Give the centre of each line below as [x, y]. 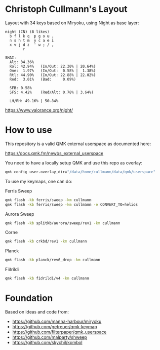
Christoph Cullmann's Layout [66, 9]
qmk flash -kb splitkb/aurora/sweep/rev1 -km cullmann [63, 223]
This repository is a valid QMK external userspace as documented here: [78, 144]
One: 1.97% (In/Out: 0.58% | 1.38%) [53, 71]
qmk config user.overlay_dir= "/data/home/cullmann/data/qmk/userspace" [80, 172]
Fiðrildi [12, 270]
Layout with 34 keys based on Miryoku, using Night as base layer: [72, 23]
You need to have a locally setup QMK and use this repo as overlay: [74, 163]
